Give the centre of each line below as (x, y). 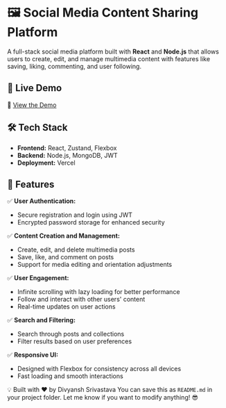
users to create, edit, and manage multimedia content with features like (108, 58)
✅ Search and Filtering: (42, 320)
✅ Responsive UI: (33, 355)
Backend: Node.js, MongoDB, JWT (67, 155)
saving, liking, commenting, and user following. (75, 66)
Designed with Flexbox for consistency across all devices (99, 369)
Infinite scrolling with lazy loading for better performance (98, 292)
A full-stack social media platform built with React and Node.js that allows (113, 51)
